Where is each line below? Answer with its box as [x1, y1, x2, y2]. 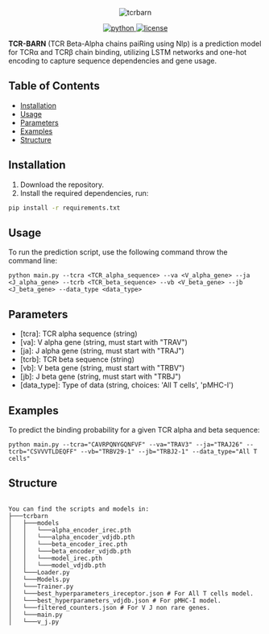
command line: [8, 256, 58, 266]
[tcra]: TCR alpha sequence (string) [19, 329, 139, 338]
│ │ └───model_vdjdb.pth [8, 561, 106, 570]
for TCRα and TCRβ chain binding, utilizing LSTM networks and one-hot [8, 48, 247, 56]
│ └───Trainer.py [8, 582, 74, 590]
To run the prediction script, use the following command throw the [8, 247, 228, 257]
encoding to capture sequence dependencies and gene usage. [8, 56, 217, 65]
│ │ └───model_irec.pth [8, 554, 103, 562]
